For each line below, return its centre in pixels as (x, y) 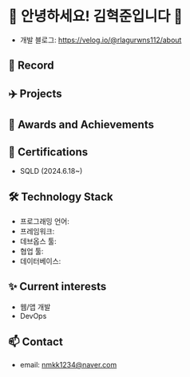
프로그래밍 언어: (44, 221)
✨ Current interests (57, 287)
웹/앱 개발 (35, 307)
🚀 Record (31, 66)
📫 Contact (36, 342)
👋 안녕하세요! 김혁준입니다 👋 (96, 16)
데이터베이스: (40, 261)
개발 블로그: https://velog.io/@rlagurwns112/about (101, 40)
